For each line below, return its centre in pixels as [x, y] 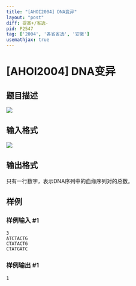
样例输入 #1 [22, 220]
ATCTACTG [17, 238]
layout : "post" [25, 17]
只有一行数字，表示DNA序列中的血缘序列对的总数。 [70, 181]
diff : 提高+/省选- [28, 23]
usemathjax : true [28, 40]
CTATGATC [17, 249]
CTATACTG [17, 244]
